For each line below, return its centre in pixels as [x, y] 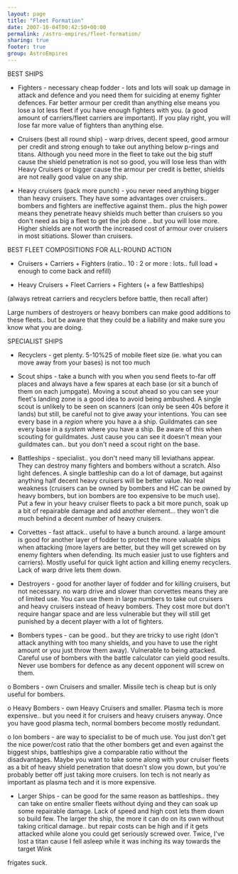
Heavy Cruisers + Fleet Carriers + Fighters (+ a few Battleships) [111, 284]
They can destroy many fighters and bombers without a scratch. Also [119, 465]
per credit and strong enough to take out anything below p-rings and [118, 146]
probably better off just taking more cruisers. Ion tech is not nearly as [109, 775]
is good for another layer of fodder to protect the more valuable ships [119, 539]
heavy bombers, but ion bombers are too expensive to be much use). [119, 495]
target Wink [34, 848]
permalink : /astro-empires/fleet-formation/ [74, 34]
